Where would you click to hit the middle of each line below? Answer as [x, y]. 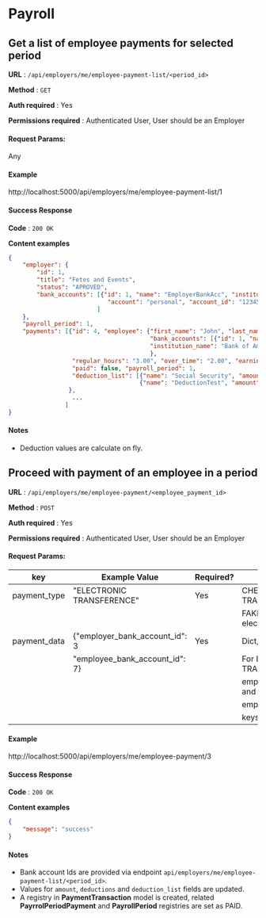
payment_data [39, 641]
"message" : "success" [58, 829]
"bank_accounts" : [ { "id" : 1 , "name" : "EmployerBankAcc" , [133, 294]
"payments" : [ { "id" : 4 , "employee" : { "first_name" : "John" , [123, 331]
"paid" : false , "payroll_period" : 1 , [134, 368]
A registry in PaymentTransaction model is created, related [117, 897]
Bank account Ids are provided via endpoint [91, 872]
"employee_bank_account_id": [129, 659]
